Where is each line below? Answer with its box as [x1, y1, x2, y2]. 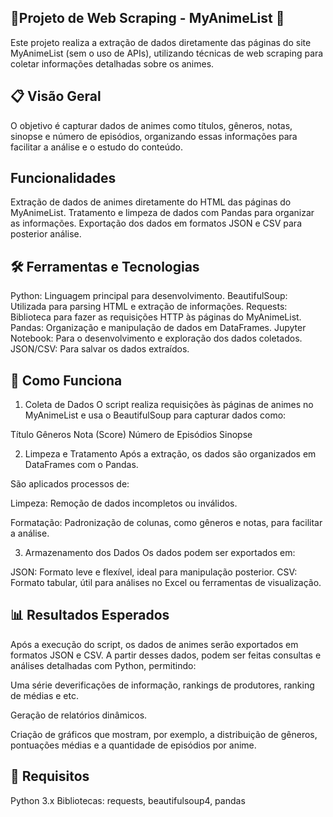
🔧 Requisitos [10, 768, 90, 785]
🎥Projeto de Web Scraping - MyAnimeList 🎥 [10, 10, 285, 27]
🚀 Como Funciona [10, 372, 123, 389]
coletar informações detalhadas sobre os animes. [10, 57, 215, 70]
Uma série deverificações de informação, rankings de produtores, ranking [10, 679, 315, 691]
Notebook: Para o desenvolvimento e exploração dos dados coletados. [10, 332, 303, 345]
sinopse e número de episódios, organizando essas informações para [10, 130, 298, 142]
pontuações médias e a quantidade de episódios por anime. [10, 739, 257, 751]
